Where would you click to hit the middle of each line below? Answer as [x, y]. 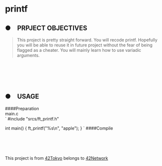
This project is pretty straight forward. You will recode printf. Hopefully [87, 40]
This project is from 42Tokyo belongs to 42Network [57, 158]
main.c [12, 113]
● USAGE [22, 97]
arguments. [28, 55]
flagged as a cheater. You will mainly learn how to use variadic [79, 50]
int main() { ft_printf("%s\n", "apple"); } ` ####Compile [59, 128]
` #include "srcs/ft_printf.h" [32, 119]
